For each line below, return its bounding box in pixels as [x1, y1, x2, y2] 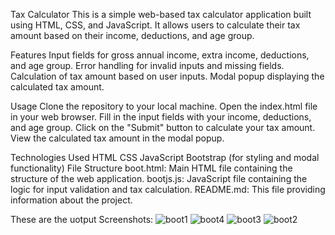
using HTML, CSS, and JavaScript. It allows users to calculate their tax [10, 19, 301, 31]
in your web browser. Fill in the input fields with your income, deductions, [10, 111, 312, 123]
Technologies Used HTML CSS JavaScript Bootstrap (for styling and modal [10, 152, 320, 163]
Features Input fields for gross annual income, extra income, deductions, [10, 49, 310, 61]
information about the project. [10, 194, 133, 206]
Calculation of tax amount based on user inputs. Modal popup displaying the [10, 70, 325, 82]
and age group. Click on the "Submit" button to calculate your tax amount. [10, 122, 316, 133]
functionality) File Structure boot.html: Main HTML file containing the [10, 162, 293, 174]
